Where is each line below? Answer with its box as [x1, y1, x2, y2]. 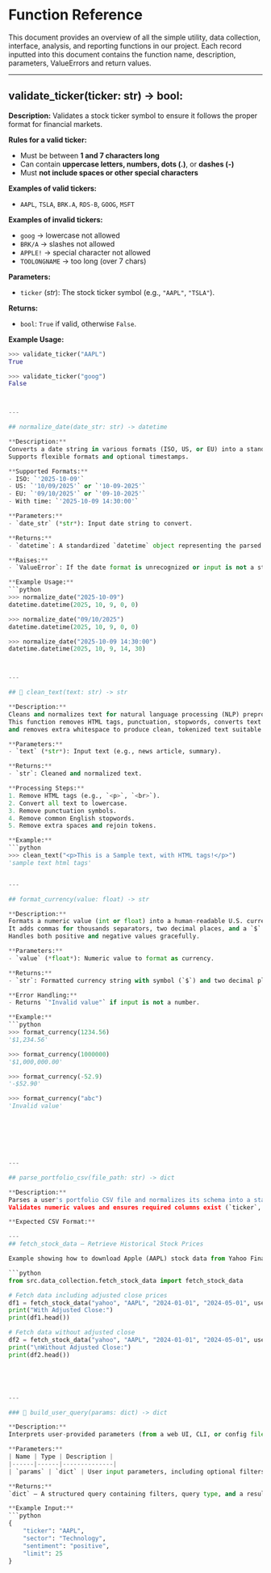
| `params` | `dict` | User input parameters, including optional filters [8, 1467, 265, 1476]
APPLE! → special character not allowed [19, 247, 151, 257]
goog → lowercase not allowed [19, 230, 120, 240]
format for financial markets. [8, 119, 103, 129]
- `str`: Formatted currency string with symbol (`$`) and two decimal [8, 976, 254, 985]
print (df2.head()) [8, 1351, 70, 1359]
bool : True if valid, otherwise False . [19, 318, 137, 328]
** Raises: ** [8, 556, 48, 564]
